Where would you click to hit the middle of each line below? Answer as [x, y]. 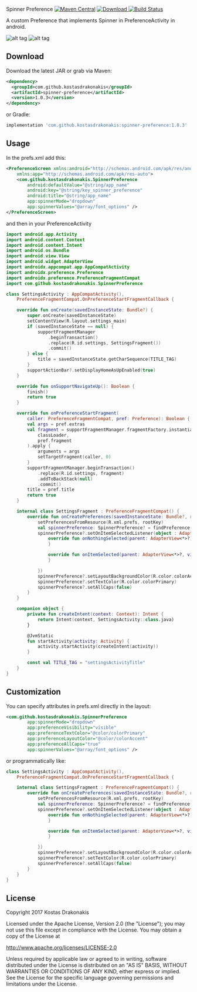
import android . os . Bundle [38, 251]
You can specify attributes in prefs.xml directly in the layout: [79, 706]
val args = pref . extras [56, 424]
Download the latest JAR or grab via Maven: [59, 71]
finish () [38, 392]
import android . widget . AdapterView [50, 262]
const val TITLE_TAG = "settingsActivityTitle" [86, 663]
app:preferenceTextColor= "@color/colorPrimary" [86, 733]
